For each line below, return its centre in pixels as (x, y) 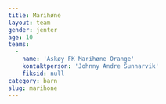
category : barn (33, 81)
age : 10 (21, 37)
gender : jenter (33, 30)
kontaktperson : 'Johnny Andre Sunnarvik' (90, 66)
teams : (19, 45)
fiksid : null (43, 74)
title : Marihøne (34, 15)
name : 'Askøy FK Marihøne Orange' (78, 59)
